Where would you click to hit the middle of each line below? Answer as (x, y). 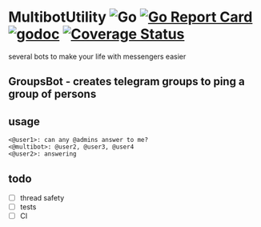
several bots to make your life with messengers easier (97, 56)
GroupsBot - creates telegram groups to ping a (127, 81)
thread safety (42, 197)
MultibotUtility (57, 17)
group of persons (52, 94)
